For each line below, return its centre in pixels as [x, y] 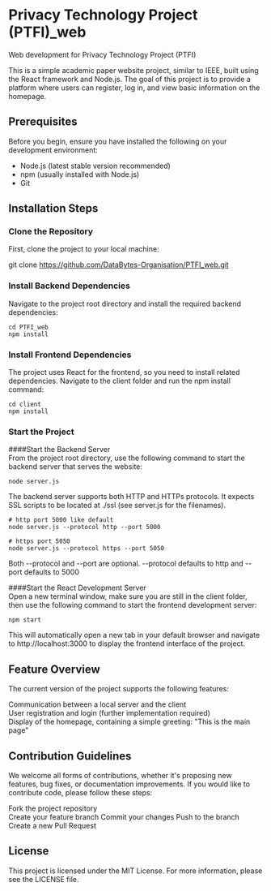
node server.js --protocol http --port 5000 [85, 527]
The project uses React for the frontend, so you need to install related [124, 372]
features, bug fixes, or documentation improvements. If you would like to [129, 784]
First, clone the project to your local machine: [84, 249]
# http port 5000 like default [61, 520]
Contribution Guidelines [70, 756]
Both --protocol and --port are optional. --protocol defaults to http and [126, 564]
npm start [25, 620]
